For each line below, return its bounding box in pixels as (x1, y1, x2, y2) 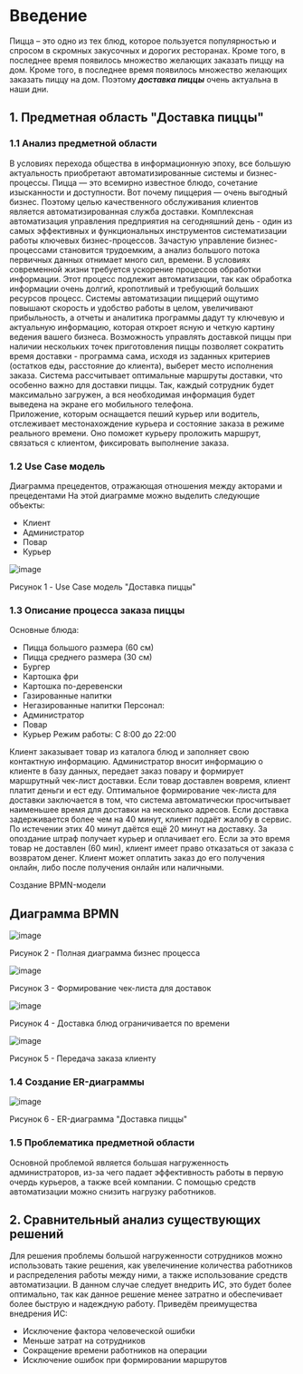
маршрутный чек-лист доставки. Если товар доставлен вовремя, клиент (9, 775, 291, 786)
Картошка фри (22, 671, 79, 682)
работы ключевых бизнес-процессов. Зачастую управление (9, 235, 245, 246)
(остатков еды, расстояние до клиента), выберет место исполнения (9, 360, 274, 371)
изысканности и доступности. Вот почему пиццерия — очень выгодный (9, 187, 288, 198)
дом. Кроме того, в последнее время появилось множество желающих (9, 64, 288, 75)
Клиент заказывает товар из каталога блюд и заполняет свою (9, 746, 250, 757)
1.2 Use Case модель (9, 460, 106, 473)
